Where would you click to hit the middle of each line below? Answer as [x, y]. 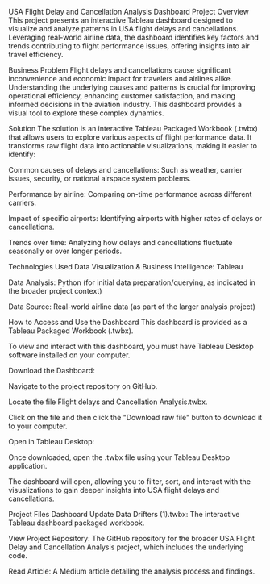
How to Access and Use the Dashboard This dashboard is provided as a [128, 322]
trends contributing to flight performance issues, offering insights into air [129, 46]
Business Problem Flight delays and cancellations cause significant [120, 70]
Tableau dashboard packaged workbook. [77, 523]
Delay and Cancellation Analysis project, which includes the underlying [126, 547]
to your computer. [38, 426]
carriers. [23, 202]
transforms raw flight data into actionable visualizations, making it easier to [133, 146]
